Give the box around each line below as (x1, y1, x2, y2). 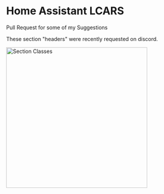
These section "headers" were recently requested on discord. (6, 35, 158, 42)
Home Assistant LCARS (6, 4, 124, 18)
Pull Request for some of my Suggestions (6, 24, 108, 31)
